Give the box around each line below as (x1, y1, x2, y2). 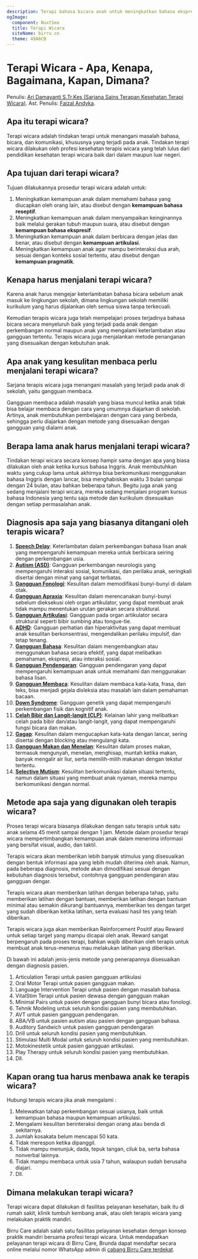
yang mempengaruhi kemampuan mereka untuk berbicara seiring (15, 548, 174, 556)
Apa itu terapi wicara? (6, 117, 89, 127)
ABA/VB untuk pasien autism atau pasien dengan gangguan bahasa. (15, 1017, 181, 1024)
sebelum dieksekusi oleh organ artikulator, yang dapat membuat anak (15, 599, 184, 606)
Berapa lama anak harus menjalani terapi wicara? (6, 441, 190, 451)
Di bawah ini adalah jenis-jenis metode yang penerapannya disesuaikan (6, 956, 180, 963)
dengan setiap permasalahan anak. (6, 501, 92, 507)
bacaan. (15, 693, 35, 700)
